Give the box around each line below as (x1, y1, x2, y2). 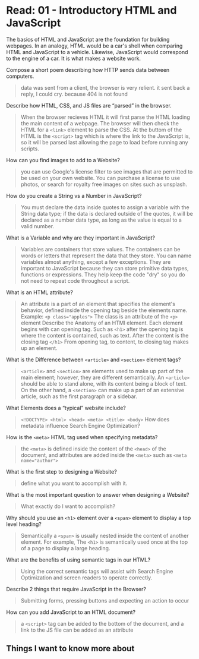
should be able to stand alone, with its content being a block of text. (20, 380, 187, 387)
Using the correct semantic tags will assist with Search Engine (20, 567, 173, 575)
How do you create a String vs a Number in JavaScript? (6, 192, 142, 199)
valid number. (20, 222, 55, 229)
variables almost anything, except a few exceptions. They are (20, 258, 171, 265)
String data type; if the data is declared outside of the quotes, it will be (20, 210, 193, 217)
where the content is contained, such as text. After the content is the (20, 332, 189, 339)
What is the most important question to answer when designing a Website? (6, 491, 189, 498)
